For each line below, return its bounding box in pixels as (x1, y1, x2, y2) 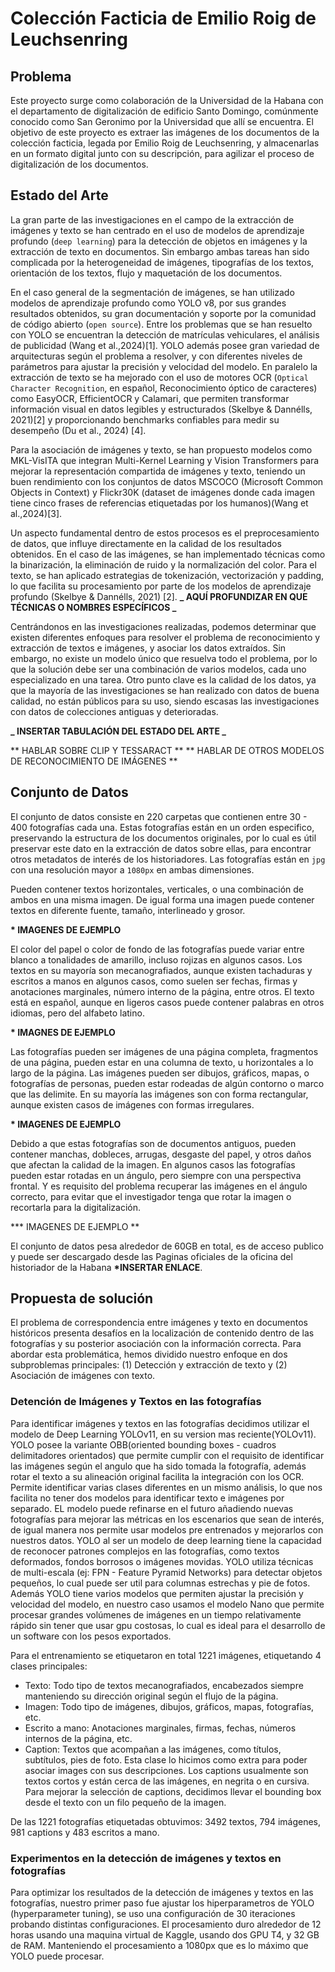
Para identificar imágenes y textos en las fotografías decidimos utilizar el (10, 1417, 310, 1429)
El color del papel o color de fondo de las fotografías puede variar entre (10, 943, 305, 955)
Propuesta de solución (10, 1290, 154, 1307)
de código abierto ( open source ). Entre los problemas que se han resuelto (10, 318, 313, 330)
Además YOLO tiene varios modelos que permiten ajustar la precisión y (10, 1587, 304, 1599)
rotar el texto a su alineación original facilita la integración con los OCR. (10, 1470, 305, 1482)
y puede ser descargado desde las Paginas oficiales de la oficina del (10, 1250, 293, 1262)
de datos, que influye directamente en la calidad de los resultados (10, 537, 282, 549)
